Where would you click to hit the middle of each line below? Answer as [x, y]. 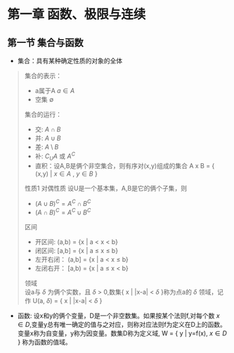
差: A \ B [47, 147]
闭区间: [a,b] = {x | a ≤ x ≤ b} [76, 250]
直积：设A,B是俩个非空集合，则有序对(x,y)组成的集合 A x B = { [125, 166]
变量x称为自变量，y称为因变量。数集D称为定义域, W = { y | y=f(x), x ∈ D [122, 333]
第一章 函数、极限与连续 [77, 14]
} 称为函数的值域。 [44, 342]
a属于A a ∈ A [55, 91]
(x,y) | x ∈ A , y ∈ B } [66, 174]
